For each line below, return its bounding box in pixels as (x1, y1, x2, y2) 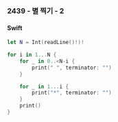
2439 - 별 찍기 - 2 (7, 6, 64, 15)
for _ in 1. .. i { (19, 83, 69, 90)
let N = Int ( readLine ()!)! (7, 39, 84, 46)
